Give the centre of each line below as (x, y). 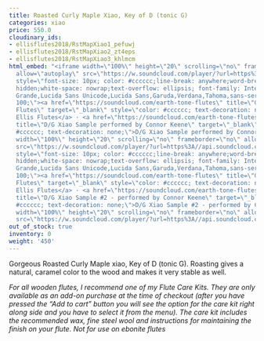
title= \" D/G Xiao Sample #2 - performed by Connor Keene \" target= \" (132, 198)
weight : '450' (32, 241)
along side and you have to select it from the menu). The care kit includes (128, 312)
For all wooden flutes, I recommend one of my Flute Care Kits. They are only (132, 287)
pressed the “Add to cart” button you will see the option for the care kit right (132, 303)
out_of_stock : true (41, 227)
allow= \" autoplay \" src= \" (60, 74)
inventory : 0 (30, 234)
